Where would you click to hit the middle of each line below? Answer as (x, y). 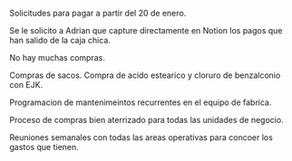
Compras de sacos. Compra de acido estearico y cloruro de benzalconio (145, 75)
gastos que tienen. (44, 147)
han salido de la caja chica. (60, 40)
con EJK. (26, 85)
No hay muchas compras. (58, 57)
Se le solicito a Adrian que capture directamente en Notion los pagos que (146, 30)
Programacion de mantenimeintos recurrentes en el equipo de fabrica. (141, 102)
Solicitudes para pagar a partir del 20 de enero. (98, 13)
